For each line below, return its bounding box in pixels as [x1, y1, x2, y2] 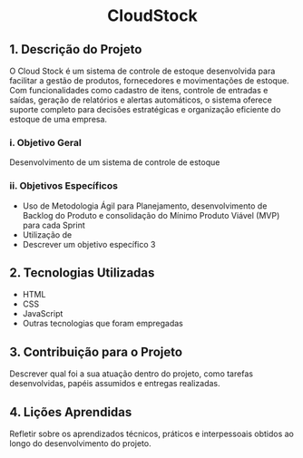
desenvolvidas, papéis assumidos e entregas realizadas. [9, 378, 220, 389]
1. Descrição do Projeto [9, 42, 142, 57]
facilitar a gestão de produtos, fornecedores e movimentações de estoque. [9, 75, 289, 86]
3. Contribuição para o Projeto [9, 344, 183, 359]
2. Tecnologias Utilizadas [9, 265, 155, 280]
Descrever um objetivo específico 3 [22, 239, 156, 249]
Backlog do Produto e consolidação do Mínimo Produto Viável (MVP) [22, 210, 280, 220]
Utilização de [22, 229, 73, 240]
